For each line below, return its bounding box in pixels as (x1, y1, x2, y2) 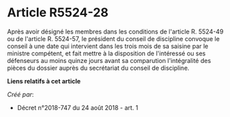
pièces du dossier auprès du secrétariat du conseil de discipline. (7, 64, 190, 72)
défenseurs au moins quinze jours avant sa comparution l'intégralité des (7, 56, 211, 64)
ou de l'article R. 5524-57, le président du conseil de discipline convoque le (7, 34, 220, 42)
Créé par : (7, 90, 34, 99)
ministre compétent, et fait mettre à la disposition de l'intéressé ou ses (7, 49, 206, 57)
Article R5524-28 (7, 5, 108, 21)
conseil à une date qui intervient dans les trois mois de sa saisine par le (7, 42, 209, 50)
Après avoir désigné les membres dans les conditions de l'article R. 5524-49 (7, 27, 224, 36)
